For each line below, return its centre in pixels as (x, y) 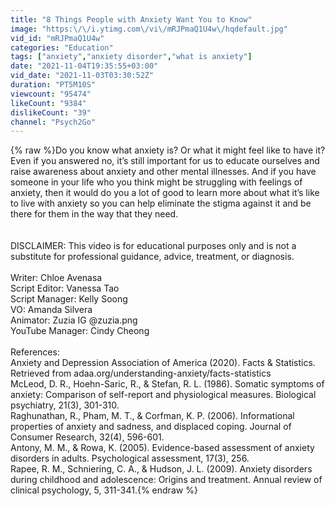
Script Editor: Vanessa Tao (65, 288)
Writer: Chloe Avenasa (56, 278)
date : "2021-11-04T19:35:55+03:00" (84, 66)
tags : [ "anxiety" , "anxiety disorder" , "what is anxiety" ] (131, 57)
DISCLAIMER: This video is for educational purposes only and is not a (153, 246)
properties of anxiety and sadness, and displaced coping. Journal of (151, 427)
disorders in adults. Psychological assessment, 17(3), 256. (130, 458)
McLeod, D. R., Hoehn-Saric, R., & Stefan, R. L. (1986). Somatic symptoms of (167, 384)
